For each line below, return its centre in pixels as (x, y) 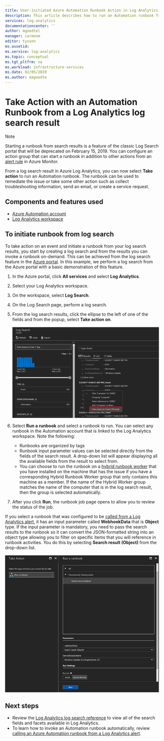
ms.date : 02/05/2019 (26, 72)
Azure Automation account (39, 214)
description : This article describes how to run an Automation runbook (79, 15)
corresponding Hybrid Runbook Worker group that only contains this (88, 477)
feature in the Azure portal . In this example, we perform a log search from (79, 262)
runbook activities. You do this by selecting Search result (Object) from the (81, 542)
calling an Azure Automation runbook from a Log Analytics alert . (77, 733)
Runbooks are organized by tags (52, 445)
